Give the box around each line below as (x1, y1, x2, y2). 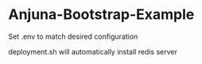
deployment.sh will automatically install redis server (8, 47, 177, 56)
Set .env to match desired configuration (8, 32, 138, 41)
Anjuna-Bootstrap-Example (8, 6, 195, 24)
